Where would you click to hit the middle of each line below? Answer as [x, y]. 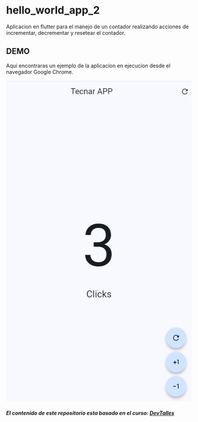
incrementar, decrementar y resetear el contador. [66, 32]
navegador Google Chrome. [40, 72]
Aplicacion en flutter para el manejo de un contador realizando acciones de [98, 27]
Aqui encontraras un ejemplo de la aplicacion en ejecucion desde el [88, 65]
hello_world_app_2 [53, 10]
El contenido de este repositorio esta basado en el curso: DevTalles [90, 413]
